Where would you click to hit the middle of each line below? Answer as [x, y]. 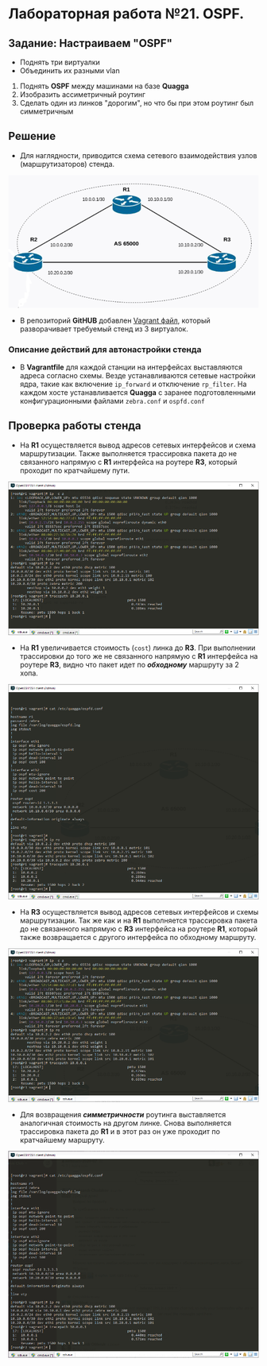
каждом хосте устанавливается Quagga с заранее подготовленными [137, 392]
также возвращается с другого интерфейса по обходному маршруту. [138, 937]
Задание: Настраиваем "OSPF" [91, 43]
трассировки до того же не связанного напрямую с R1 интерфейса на [139, 656]
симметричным [46, 111]
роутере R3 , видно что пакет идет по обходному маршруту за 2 [130, 664]
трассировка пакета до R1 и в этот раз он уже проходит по [120, 1131]
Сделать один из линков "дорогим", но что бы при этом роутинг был [137, 103]
